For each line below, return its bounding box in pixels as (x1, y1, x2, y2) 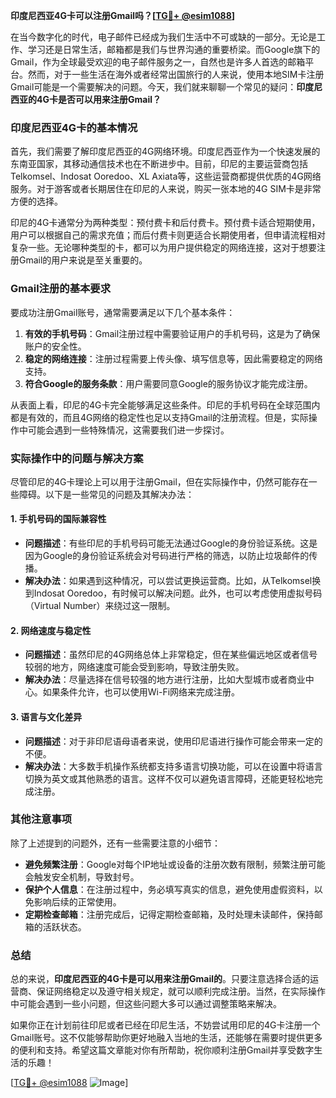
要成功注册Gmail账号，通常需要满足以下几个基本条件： (10, 306, 236, 318)
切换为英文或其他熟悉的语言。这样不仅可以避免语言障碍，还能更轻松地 (24, 772, 315, 784)
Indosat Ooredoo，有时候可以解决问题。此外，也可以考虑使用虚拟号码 (33, 587, 323, 599)
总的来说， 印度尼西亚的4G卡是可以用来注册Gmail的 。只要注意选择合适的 (10, 973, 310, 985)
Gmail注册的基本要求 (10, 282, 112, 296)
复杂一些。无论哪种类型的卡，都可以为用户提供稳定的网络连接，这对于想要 (10, 242, 317, 254)
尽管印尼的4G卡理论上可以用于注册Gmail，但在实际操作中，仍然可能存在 (10, 475, 309, 488)
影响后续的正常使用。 (33, 895, 122, 908)
